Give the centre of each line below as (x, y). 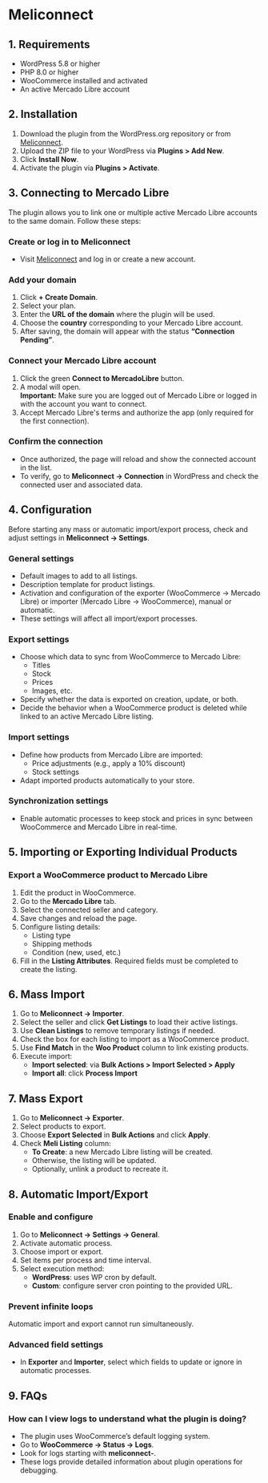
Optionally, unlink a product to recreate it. (100, 1169)
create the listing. (48, 969)
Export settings (39, 639)
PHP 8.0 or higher (49, 72)
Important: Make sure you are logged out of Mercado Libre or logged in (138, 395)
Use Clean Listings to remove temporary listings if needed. (118, 1031)
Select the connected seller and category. (89, 910)
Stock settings (56, 772)
